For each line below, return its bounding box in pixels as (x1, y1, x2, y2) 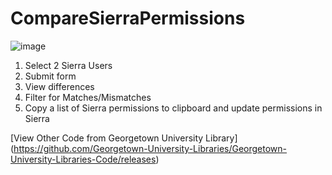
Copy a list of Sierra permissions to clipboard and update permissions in (24, 102, 323, 114)
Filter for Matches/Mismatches (24, 91, 152, 103)
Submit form (24, 70, 77, 82)
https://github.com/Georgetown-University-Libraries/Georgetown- (13, 142, 288, 154)
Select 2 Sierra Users (24, 59, 113, 71)
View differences (24, 80, 95, 92)
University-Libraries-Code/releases (10, 153, 157, 165)
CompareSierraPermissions (10, 7, 246, 30)
